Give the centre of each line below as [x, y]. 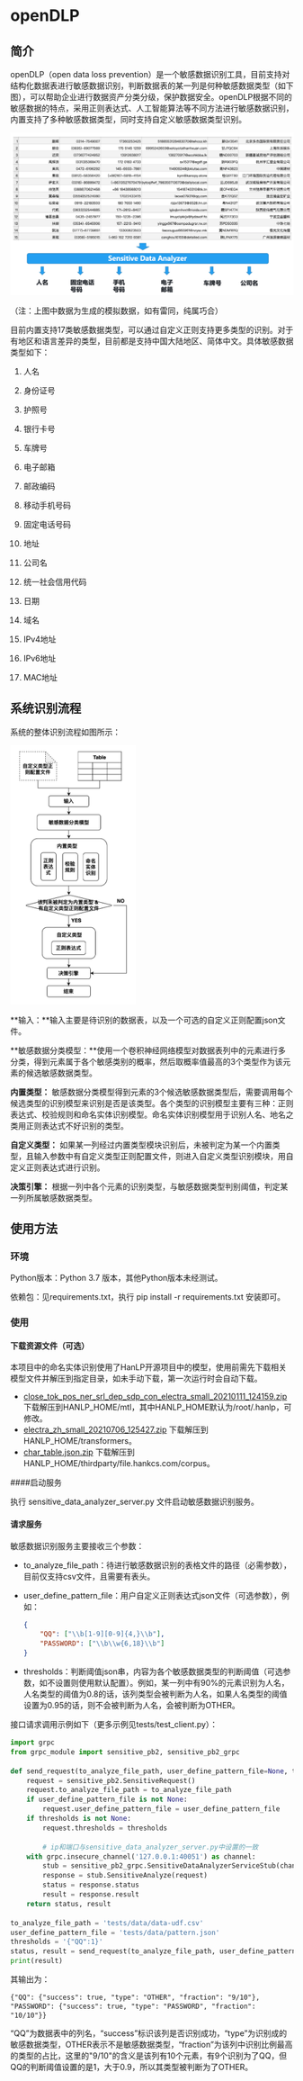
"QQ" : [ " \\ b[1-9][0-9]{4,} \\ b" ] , [102, 1635]
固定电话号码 [47, 524]
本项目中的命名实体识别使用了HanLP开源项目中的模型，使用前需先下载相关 [148, 1367]
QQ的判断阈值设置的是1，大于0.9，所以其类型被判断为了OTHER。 [132, 2067]
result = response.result [91, 1895]
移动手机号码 [47, 505]
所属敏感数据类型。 [61, 1197]
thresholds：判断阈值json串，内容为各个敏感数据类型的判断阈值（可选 [153, 1671]
